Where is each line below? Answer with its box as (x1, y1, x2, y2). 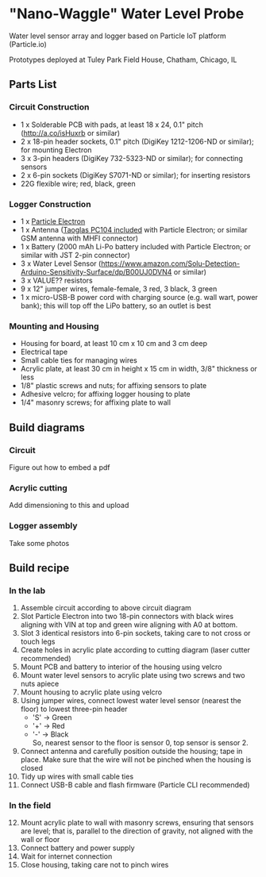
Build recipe (9, 561, 70, 575)
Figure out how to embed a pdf (9, 462, 110, 472)
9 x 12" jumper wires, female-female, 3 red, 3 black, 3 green (20, 283, 218, 294)
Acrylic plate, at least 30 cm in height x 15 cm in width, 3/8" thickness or (20, 364, 257, 374)
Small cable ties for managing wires (20, 356, 137, 365)
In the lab (9, 585, 46, 596)
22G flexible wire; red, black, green (20, 179, 136, 188)
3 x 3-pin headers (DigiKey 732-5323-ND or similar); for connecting (20, 153, 243, 163)
